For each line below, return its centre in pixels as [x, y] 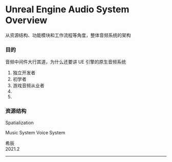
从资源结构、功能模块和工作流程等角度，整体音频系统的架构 [68, 35]
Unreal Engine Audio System [67, 9]
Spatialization [20, 123]
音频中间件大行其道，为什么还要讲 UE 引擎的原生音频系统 [66, 62]
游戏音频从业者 [28, 86]
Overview [26, 20]
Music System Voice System [35, 132]
